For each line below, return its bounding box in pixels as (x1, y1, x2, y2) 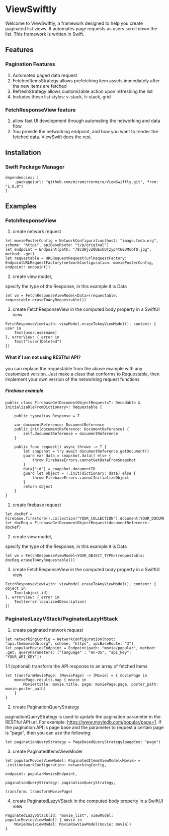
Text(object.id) (14, 590, 49, 596)
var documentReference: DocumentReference (14, 422, 105, 427)
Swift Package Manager (5, 163, 65, 171)
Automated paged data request (12, 72, 77, 78)
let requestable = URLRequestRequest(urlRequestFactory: (5, 256, 127, 261)
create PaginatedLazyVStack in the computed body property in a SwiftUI (12, 798, 163, 804)
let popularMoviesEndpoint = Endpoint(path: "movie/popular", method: (5, 645, 156, 650)
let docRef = (5, 512, 33, 517)
